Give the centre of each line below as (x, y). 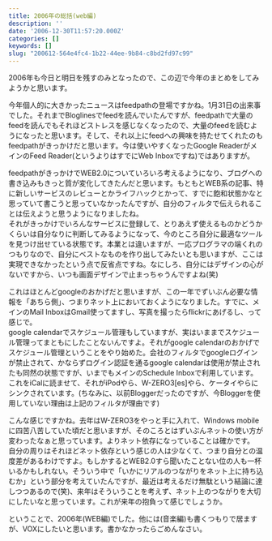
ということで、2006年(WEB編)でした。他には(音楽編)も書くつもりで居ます (133, 519)
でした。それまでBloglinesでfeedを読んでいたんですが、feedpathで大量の (131, 115)
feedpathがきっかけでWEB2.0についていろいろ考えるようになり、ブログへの (136, 173)
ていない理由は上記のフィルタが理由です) (91, 403)
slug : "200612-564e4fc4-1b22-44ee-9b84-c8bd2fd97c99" (101, 54)
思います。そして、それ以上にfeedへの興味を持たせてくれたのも (157, 135)
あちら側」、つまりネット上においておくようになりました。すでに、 (141, 302)
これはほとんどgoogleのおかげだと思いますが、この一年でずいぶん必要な (130, 292)
